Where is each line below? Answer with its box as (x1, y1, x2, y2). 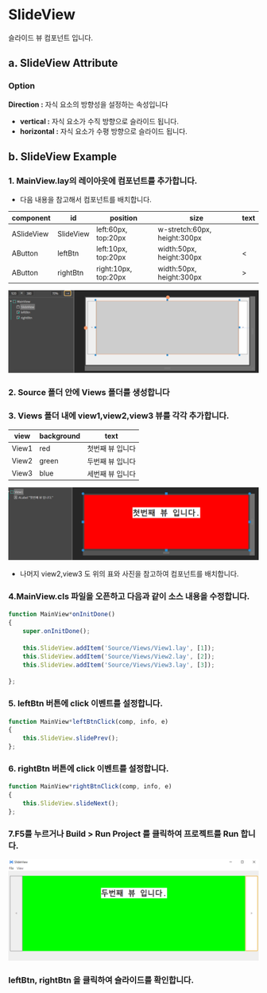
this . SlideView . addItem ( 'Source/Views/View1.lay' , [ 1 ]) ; (22, 643, 215, 652)
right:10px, (96, 264, 133, 273)
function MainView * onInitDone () (8, 611, 115, 619)
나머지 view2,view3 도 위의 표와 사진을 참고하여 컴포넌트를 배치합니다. (19, 569, 239, 579)
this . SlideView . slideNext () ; (22, 799, 119, 807)
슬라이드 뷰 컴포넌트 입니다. (8, 33, 94, 42)
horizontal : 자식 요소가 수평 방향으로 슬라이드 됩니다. (19, 126, 188, 136)
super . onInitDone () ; (22, 627, 91, 635)
